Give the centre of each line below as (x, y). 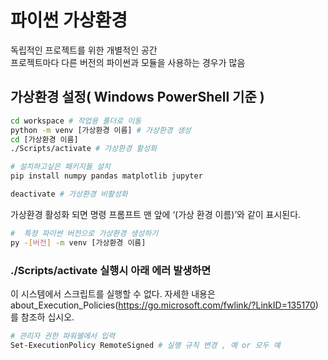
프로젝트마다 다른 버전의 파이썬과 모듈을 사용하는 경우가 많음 (128, 62)
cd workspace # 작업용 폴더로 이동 (76, 121)
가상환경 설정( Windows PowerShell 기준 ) (137, 97)
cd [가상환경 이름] (44, 139)
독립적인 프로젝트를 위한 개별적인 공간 (84, 50)
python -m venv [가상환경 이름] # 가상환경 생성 (101, 130)
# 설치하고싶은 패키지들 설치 (60, 167)
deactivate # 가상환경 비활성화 (69, 194)
